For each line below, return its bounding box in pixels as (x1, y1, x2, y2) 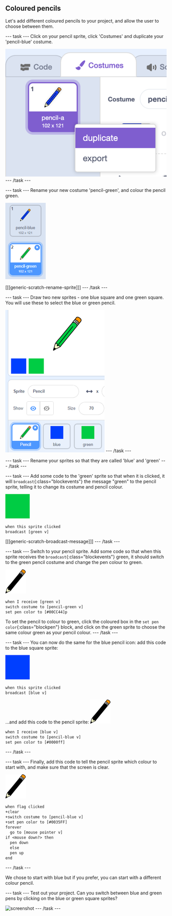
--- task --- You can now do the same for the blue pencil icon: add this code (5, 639, 166, 646)
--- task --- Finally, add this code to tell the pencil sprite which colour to (5, 759, 157, 765)
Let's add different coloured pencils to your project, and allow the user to (5, 17, 159, 24)
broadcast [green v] (5, 530, 50, 535)
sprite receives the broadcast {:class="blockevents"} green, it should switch (5, 554, 164, 560)
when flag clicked (5, 804, 45, 810)
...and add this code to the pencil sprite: (5, 719, 90, 725)
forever (5, 825, 22, 830)
